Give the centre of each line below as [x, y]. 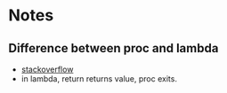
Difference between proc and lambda [113, 48]
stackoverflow [47, 69]
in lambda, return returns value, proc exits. [99, 79]
